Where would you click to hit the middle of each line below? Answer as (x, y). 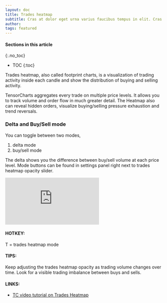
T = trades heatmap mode (32, 244)
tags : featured (21, 29)
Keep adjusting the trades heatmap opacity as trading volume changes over (83, 267)
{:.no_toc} (15, 56)
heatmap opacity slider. (29, 170)
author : (13, 24)
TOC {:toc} (23, 65)
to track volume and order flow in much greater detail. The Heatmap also (80, 101)
